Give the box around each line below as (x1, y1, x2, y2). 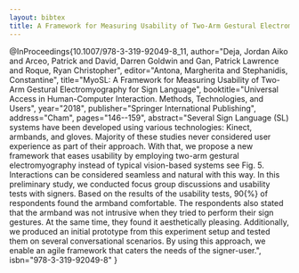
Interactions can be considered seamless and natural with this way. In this (9, 169, 280, 179)
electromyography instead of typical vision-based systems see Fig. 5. (9, 160, 265, 170)
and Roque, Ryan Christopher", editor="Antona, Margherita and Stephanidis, (9, 64, 288, 76)
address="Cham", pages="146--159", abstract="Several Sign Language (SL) (9, 112, 289, 123)
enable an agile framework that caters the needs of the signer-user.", (9, 244, 262, 255)
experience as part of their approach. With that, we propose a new (9, 140, 254, 152)
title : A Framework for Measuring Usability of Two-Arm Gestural (9, 21, 256, 30)
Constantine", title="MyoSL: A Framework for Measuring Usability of (9, 74, 260, 85)
